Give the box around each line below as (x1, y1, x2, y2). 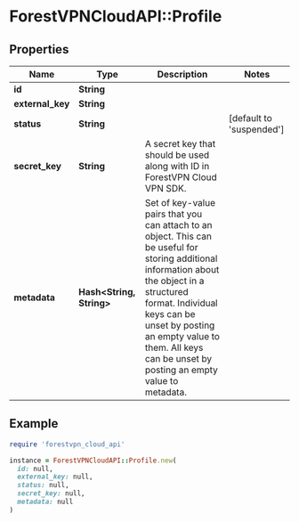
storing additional (144, 252, 218, 265)
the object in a (144, 274, 205, 287)
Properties (9, 42, 69, 57)
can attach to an (144, 219, 213, 231)
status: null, (17, 481, 69, 490)
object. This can (144, 230, 212, 242)
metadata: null (17, 497, 74, 507)
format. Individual (144, 297, 218, 309)
